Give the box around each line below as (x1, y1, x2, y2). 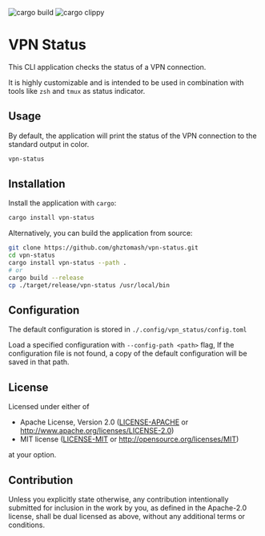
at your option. (8, 450, 57, 460)
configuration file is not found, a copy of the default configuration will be (8, 349, 247, 359)
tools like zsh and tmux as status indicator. (8, 86, 146, 95)
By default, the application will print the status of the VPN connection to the (8, 131, 258, 140)
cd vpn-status (8, 251, 56, 260)
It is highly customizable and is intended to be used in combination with (8, 77, 244, 87)
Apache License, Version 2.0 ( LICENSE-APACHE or (19, 417, 189, 427)
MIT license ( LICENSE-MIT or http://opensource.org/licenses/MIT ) (19, 434, 239, 445)
